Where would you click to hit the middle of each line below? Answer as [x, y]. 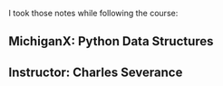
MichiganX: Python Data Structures [111, 41]
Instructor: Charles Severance [96, 72]
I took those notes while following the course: [93, 13]
